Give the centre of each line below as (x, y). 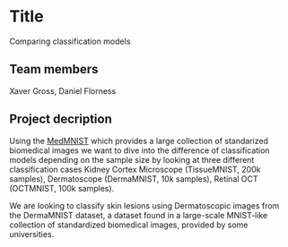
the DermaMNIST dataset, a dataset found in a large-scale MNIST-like (139, 215)
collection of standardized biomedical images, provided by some (129, 225)
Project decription (61, 119)
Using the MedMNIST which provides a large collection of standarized (139, 141)
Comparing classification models (70, 41)
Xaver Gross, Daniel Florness (63, 90)
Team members (54, 69)
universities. (32, 234)
